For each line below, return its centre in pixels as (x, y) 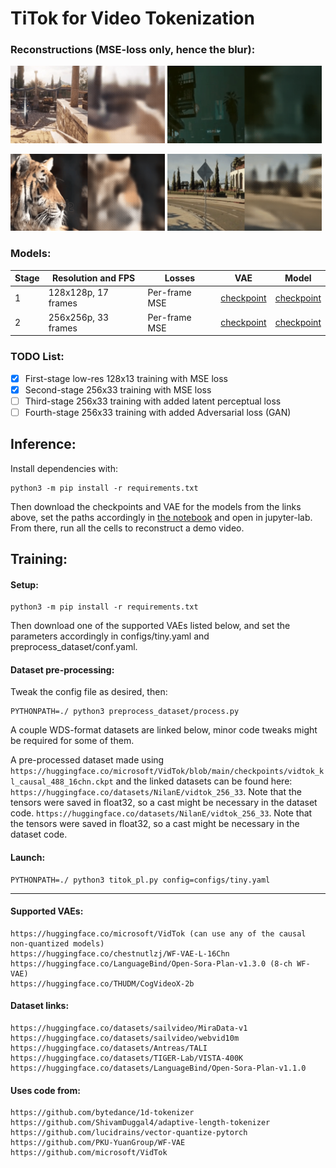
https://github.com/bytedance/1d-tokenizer (102, 1113)
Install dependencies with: (64, 468)
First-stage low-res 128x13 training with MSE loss (126, 378)
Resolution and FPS (94, 278)
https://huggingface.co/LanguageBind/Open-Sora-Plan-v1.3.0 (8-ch (151, 963)
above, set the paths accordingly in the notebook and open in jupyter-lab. (161, 517)
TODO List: (37, 357)
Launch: (28, 857)
